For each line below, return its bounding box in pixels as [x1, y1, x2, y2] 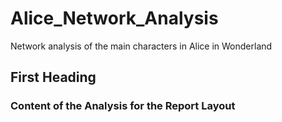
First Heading [10, 69, 97, 86]
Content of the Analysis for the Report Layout [10, 99, 236, 113]
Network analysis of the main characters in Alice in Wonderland [10, 40, 273, 52]
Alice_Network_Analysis [10, 7, 219, 30]
